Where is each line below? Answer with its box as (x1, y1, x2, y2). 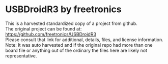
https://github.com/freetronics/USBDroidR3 (5, 31, 97, 37)
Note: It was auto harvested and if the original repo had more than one (5, 42, 153, 48)
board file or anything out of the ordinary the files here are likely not (5, 47, 148, 53)
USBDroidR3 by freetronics (5, 4, 122, 15)
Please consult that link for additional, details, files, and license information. (5, 37, 164, 43)
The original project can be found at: (5, 25, 82, 31)
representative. (5, 52, 37, 59)
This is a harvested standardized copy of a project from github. (5, 20, 137, 26)
